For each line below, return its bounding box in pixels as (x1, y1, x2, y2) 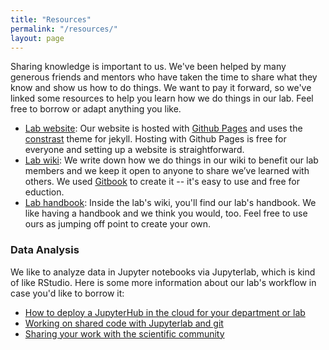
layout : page (10, 33, 65, 43)
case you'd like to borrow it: (10, 287, 125, 299)
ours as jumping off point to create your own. (24, 218, 212, 230)
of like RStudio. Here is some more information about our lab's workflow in (10, 276, 317, 288)
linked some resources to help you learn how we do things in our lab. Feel (10, 92, 314, 105)
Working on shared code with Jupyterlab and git (24, 317, 224, 329)
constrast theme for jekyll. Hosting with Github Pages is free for (24, 133, 287, 145)
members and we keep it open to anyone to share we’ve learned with (24, 165, 310, 177)
